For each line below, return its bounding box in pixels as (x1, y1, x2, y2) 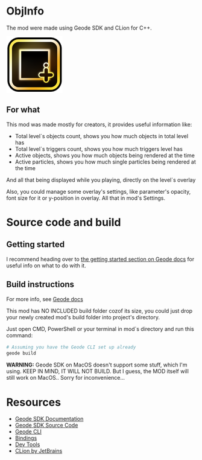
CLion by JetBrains (14, 447, 63, 455)
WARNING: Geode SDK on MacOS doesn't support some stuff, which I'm (6, 361, 188, 369)
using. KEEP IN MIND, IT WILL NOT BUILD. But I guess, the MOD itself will (6, 368, 189, 375)
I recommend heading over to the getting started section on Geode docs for (6, 255, 195, 263)
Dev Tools (14, 441, 40, 448)
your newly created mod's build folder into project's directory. (6, 313, 160, 321)
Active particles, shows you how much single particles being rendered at (14, 158, 196, 165)
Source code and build (6, 216, 121, 229)
